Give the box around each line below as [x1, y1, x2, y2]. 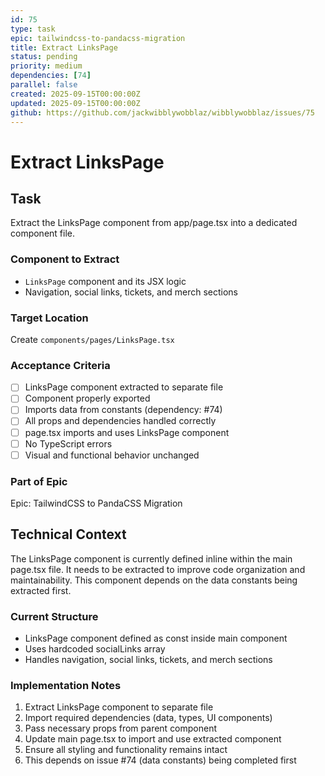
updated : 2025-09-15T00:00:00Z [10, 98, 141, 108]
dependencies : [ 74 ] [10, 71, 92, 81]
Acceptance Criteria [10, 358, 111, 372]
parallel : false [10, 80, 78, 90]
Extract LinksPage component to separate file [24, 701, 214, 713]
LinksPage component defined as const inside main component [24, 632, 288, 645]
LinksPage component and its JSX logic [24, 275, 187, 287]
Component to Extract [10, 252, 120, 266]
